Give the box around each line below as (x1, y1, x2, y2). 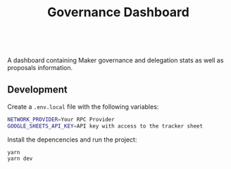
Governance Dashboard (46, 4, 190, 20)
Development (7, 83, 68, 96)
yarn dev (7, 155, 33, 163)
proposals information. (7, 64, 73, 72)
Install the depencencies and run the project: (7, 135, 137, 144)
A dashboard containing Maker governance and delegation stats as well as (7, 56, 224, 65)
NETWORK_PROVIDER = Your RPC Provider (7, 116, 115, 123)
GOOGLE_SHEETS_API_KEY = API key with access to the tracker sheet (7, 122, 203, 130)
